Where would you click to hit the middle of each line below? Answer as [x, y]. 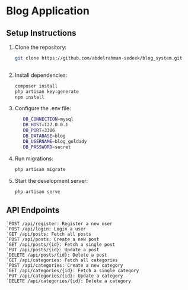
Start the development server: [51, 180]
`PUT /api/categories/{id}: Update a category [65, 276]
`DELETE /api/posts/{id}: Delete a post [57, 255]
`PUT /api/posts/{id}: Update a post [53, 250]
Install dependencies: [41, 75]
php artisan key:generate [47, 91]
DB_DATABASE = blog [44, 136]
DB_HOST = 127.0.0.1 [46, 125]
